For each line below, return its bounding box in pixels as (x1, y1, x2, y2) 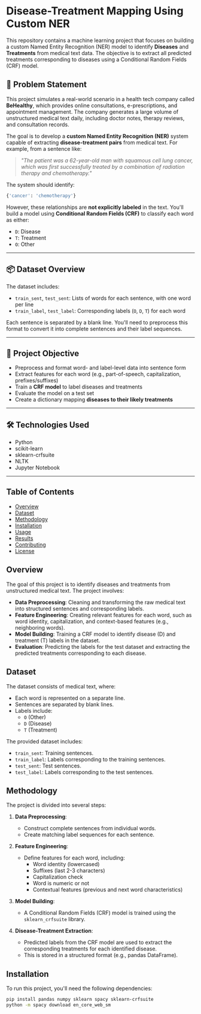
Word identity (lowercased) (32, 861, 100, 868)
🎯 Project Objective (6, 348, 80, 359)
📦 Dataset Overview (6, 265, 86, 275)
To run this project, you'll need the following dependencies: (6, 985, 153, 992)
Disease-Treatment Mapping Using (6, 4, 184, 18)
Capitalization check (32, 873, 84, 881)
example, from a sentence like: (6, 145, 82, 152)
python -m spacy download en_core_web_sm (6, 1002, 111, 1008)
